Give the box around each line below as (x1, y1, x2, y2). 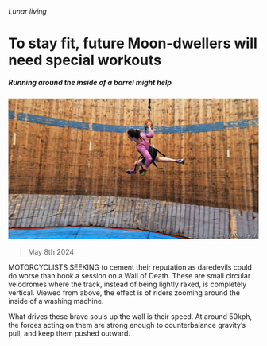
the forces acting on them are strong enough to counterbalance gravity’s (8, 321, 246, 330)
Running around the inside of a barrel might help (8, 78, 172, 87)
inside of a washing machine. (8, 297, 104, 306)
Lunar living (8, 6, 48, 16)
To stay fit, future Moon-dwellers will (8, 34, 258, 52)
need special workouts (8, 51, 161, 69)
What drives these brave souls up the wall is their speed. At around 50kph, (8, 312, 253, 321)
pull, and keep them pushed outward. (8, 329, 131, 338)
